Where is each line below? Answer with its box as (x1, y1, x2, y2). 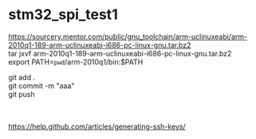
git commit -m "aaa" (8, 81, 75, 91)
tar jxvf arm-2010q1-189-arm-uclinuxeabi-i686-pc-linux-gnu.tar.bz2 (8, 48, 232, 58)
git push (8, 89, 36, 98)
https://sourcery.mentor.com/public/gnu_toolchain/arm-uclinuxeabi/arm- (8, 32, 248, 41)
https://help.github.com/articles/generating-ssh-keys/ (8, 122, 186, 131)
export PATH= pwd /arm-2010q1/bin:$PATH (8, 57, 144, 67)
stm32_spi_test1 (8, 6, 118, 24)
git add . (8, 72, 36, 82)
